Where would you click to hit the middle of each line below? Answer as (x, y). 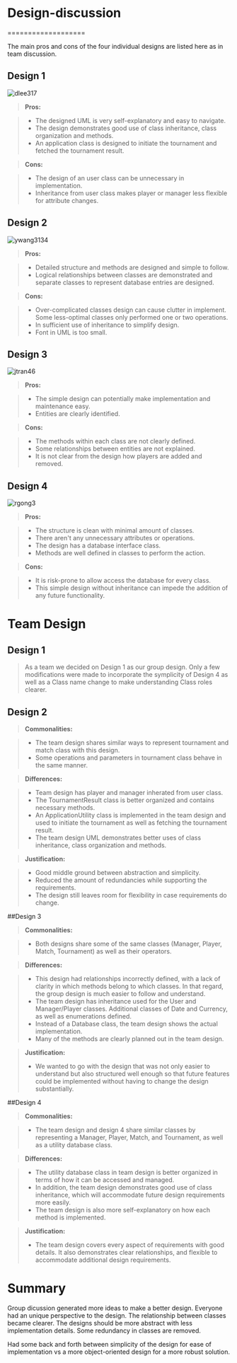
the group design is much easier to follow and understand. (120, 994)
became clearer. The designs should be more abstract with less (100, 1323)
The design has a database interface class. (98, 545)
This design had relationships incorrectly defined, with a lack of (128, 979)
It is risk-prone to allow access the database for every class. (123, 581)
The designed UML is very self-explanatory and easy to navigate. (131, 120)
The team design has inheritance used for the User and (116, 1001)
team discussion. (32, 54)
